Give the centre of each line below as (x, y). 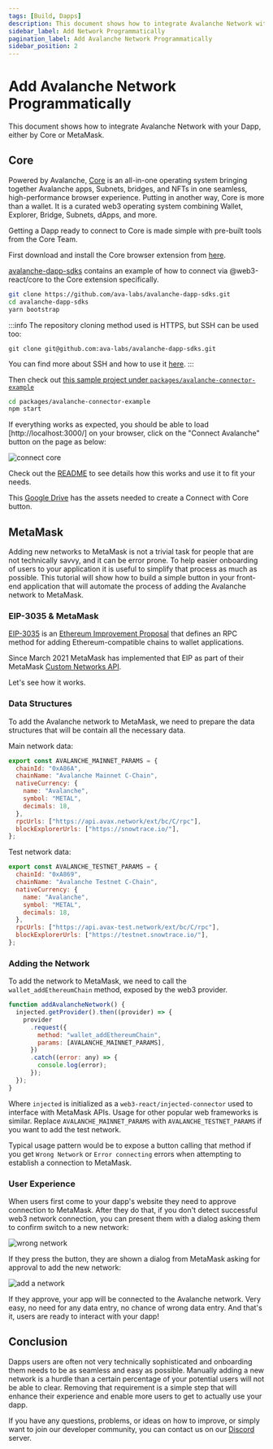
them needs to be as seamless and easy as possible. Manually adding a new (136, 1370)
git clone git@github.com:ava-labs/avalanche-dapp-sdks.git (113, 348)
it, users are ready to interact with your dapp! (84, 1316)
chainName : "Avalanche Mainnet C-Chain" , (87, 776)
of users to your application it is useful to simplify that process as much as (133, 569)
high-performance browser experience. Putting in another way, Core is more (136, 197)
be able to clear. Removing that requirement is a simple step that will (123, 1387)
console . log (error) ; (72, 1066)
